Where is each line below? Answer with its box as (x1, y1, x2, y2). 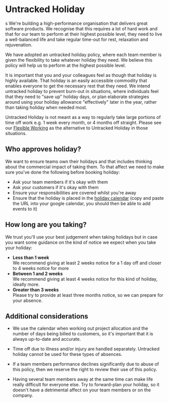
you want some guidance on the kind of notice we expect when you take (5, 239, 156, 245)
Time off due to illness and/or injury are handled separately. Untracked (12, 346, 160, 352)
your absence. (12, 297, 43, 303)
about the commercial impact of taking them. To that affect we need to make (5, 163, 164, 170)
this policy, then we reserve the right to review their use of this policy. (12, 367, 157, 373)
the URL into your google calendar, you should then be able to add (12, 200, 151, 206)
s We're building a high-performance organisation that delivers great (5, 20, 148, 26)
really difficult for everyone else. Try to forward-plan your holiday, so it (12, 382, 160, 388)
